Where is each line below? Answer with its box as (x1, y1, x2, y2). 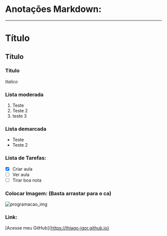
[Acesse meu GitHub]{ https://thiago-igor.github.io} (5, 225, 109, 231)
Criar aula (12, 166, 33, 172)
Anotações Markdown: (5, 3, 102, 15)
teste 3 (12, 113, 27, 119)
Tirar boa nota (12, 177, 42, 183)
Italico (5, 78, 18, 84)
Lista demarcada (5, 126, 47, 133)
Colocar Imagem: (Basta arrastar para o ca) (5, 190, 112, 197)
